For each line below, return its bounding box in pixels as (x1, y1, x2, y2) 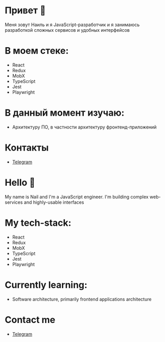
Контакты (5, 142, 49, 153)
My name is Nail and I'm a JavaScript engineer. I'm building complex (5, 194, 149, 200)
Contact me (5, 314, 56, 326)
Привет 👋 (5, 5, 46, 16)
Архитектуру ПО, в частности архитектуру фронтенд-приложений (12, 124, 157, 130)
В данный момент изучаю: (5, 107, 125, 119)
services (5, 199, 23, 205)
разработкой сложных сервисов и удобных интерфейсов (5, 27, 130, 33)
